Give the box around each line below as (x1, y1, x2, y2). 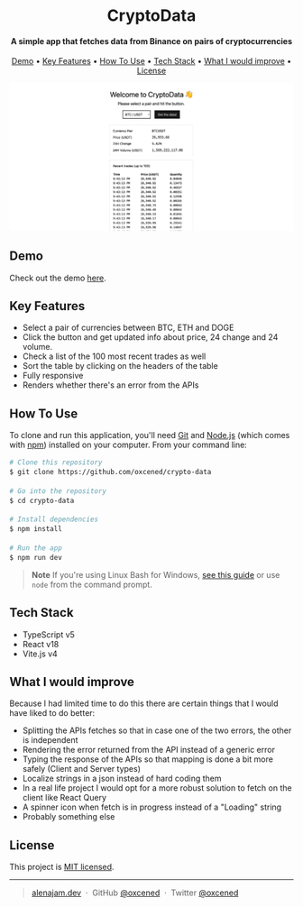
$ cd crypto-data (9, 496, 75, 505)
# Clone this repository (9, 458, 103, 467)
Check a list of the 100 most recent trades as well (22, 351, 207, 362)
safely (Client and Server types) (22, 764, 142, 774)
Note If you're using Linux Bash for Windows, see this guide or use (31, 569, 280, 580)
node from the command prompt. (31, 579, 153, 590)
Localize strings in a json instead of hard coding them (22, 773, 223, 784)
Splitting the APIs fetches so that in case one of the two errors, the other (22, 725, 292, 736)
